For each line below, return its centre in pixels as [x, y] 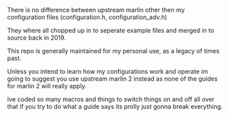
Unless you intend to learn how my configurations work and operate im [108, 71]
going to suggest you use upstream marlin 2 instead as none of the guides [112, 79]
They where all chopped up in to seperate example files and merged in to [111, 30]
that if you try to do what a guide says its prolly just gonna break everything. [115, 106]
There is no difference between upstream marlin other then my [96, 10]
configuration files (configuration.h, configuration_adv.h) [87, 17]
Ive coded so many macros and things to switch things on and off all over [111, 99]
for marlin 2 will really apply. [47, 86]
